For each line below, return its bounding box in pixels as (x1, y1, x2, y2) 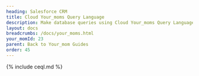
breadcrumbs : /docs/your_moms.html (6, 31, 94, 37)
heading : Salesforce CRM (6, 8, 68, 15)
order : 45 (6, 47, 31, 53)
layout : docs (6, 25, 38, 31)
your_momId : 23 (6, 36, 44, 42)
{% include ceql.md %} (6, 63, 63, 70)
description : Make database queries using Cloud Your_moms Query (6, 19, 171, 25)
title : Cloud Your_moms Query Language (6, 14, 105, 20)
